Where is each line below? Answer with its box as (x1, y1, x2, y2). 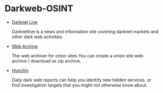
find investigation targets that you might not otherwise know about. (11, 82, 148, 88)
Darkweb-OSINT (4, 3, 74, 14)
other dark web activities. (11, 34, 63, 40)
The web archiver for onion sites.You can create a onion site (11, 52, 134, 59)
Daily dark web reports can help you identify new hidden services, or (11, 77, 152, 83)
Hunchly (11, 67, 29, 73)
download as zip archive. (30, 58, 81, 64)
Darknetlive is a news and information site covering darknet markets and (11, 28, 159, 34)
